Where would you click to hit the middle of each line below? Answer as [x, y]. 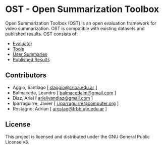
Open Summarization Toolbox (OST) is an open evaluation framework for [81, 23]
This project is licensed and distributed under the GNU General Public [78, 136]
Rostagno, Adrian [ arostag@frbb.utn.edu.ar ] [60, 108]
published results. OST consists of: [42, 34]
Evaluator [22, 43]
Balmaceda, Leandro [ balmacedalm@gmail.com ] [64, 93]
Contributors [26, 76]
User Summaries [30, 54]
